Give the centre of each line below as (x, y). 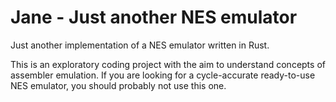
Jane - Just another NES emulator (154, 17)
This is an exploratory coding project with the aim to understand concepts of (168, 64)
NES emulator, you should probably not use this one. (118, 85)
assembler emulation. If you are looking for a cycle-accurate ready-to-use (163, 75)
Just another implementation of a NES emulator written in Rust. (140, 45)
